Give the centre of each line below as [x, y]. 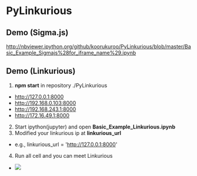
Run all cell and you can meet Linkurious [64, 155]
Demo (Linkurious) [41, 71]
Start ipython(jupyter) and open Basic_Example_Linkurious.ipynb [95, 127]
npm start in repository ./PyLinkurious [61, 85]
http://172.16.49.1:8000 [42, 115]
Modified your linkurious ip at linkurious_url [68, 133]
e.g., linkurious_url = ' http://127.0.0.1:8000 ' [66, 144]
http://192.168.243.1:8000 [45, 109]
